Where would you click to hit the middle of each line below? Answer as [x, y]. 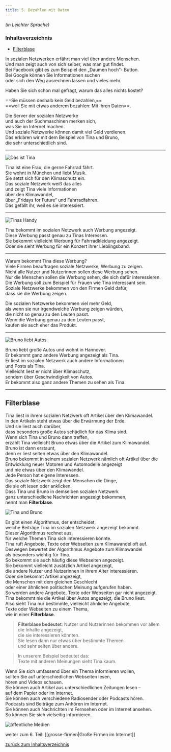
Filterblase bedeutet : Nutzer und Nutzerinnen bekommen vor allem [89, 624]
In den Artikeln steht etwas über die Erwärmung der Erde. [65, 421]
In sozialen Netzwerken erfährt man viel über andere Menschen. [73, 59]
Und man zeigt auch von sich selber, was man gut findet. [65, 64]
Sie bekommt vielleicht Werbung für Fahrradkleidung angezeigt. [72, 241]
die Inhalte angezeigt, [40, 629]
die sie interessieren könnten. [49, 635]
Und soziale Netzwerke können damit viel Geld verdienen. [66, 132]
